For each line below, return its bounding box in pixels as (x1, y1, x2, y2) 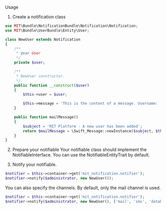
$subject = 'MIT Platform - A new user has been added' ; (23, 124, 142, 129)
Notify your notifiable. (12, 161, 57, 168)
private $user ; (14, 60, 45, 65)
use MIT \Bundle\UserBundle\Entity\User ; (5, 28, 90, 33)
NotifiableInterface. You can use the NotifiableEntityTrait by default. (12, 152, 150, 158)
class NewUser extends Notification (5, 37, 81, 42)
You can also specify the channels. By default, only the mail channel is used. (5, 185, 161, 191)
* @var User (16, 51, 41, 56)
